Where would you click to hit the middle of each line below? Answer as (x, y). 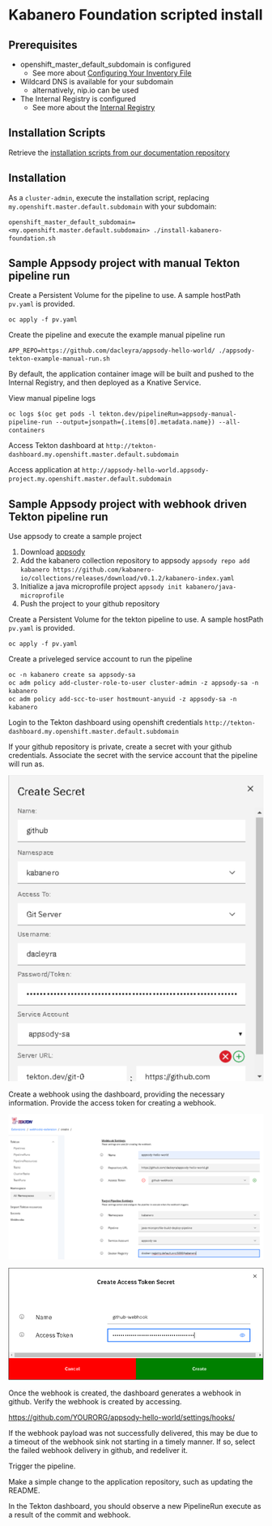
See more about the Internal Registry (93, 108)
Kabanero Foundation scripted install (136, 15)
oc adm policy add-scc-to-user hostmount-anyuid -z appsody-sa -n (123, 700)
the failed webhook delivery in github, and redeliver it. (98, 1451)
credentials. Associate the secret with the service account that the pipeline (133, 756)
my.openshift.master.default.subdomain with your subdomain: (113, 206)
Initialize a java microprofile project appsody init (101, 587)
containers (27, 431)
